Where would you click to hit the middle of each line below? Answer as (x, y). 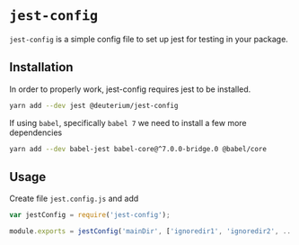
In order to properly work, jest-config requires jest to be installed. (130, 89)
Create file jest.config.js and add (74, 199)
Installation (41, 67)
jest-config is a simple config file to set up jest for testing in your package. (149, 39)
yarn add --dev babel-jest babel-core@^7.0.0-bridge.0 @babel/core (138, 149)
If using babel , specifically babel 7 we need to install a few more (128, 122)
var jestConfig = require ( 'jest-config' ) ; (90, 215)
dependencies (36, 132)
